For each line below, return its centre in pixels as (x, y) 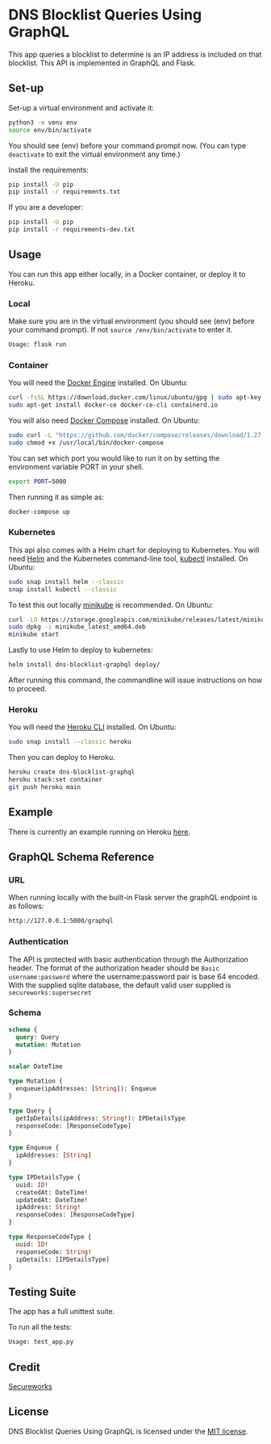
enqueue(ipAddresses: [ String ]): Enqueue (86, 1089)
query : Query (38, 1037)
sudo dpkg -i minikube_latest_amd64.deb (77, 627)
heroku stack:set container (56, 780)
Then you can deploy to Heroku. (62, 757)
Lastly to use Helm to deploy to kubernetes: (81, 650)
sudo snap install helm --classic (67, 582)
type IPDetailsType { (45, 1177)
